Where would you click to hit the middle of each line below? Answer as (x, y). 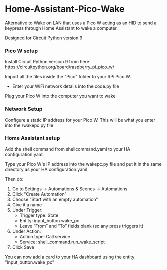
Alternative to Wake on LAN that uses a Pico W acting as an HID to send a (81, 23)
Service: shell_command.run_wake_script (62, 242)
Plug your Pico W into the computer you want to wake (60, 96)
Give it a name (27, 204)
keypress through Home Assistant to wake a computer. (62, 28)
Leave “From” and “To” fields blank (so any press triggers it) (82, 226)
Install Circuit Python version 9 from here (47, 62)
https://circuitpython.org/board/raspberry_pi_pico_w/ (60, 67)
